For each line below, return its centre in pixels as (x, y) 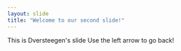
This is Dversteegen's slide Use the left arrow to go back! (91, 40)
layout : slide (28, 14)
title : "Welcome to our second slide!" (66, 20)
